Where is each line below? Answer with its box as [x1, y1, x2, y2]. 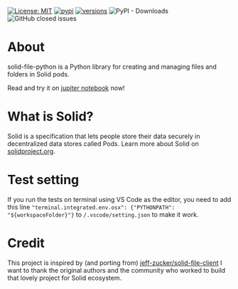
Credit [7, 235, 45, 251]
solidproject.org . [7, 147, 55, 155]
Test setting [7, 172, 80, 188]
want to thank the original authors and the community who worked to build [7, 266, 226, 274]
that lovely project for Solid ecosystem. [7, 273, 122, 282]
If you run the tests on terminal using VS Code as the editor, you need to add [7, 195, 232, 203]
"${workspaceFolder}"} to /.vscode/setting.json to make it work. [7, 210, 199, 219]
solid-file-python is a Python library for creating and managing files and [7, 62, 217, 71]
